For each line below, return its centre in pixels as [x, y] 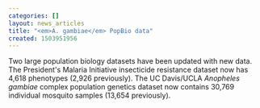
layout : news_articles [46, 23]
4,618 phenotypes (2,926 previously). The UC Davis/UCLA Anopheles [124, 78]
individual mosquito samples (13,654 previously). [90, 96]
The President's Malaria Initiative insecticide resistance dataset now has [128, 70]
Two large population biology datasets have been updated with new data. [130, 61]
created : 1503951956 [43, 38]
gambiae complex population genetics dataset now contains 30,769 [122, 87]
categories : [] [34, 16]
